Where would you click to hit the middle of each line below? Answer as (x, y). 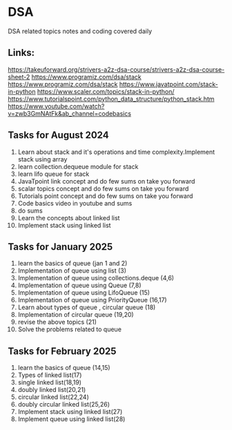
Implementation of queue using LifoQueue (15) (84, 293)
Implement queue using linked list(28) (71, 419)
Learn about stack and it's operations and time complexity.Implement (116, 152)
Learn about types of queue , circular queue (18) (87, 307)
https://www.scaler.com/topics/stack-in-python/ (106, 91)
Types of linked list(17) (50, 375)
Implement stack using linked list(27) (70, 412)
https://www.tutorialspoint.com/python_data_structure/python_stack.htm (111, 99)
